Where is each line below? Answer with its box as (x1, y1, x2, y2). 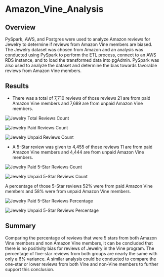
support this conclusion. (5, 266, 54, 272)
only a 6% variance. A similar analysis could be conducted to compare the (5, 256, 157, 262)
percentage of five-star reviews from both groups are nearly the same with (5, 250, 158, 256)
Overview (5, 23, 36, 32)
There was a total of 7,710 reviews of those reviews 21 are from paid (12, 95, 151, 101)
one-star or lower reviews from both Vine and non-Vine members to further (5, 261, 159, 267)
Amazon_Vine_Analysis (5, 3, 104, 15)
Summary (5, 222, 36, 230)
